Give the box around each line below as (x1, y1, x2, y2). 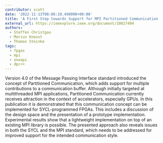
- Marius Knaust (9, 35, 42, 40)
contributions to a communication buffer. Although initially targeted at (5, 86, 145, 92)
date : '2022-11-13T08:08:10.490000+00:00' (5, 12, 93, 17)
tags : (5, 44, 16, 48)
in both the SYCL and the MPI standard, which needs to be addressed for (5, 127, 152, 133)
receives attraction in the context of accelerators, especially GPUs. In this (5, 96, 153, 102)
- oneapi (9, 57, 27, 62)
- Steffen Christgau (9, 30, 51, 35)
